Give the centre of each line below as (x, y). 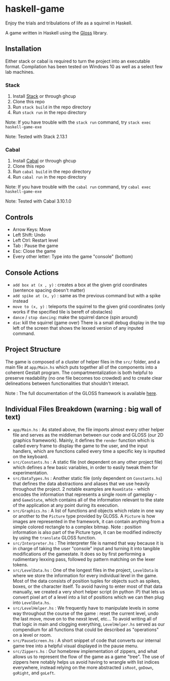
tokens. (20, 564)
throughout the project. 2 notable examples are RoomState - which (81, 489)
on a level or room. (32, 635)
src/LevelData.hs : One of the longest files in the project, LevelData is (85, 570)
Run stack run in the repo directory (49, 112)
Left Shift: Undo (29, 235)
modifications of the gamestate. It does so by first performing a (79, 554)
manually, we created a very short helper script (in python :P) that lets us (89, 591)
